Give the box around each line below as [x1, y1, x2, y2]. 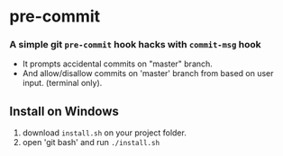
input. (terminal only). [22, 78, 103, 89]
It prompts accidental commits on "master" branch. [22, 58, 214, 69]
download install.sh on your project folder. [22, 127, 187, 138]
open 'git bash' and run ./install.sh [22, 137, 160, 148]
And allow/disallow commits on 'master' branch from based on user [22, 68, 274, 79]
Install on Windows [9, 103, 119, 118]
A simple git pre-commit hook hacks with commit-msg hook [9, 39, 261, 51]
